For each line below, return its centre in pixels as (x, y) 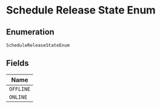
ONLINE (18, 97)
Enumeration (30, 32)
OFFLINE (20, 89)
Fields (18, 63)
